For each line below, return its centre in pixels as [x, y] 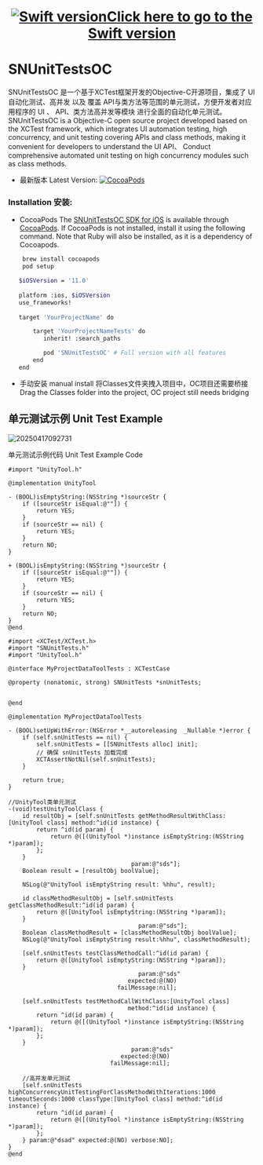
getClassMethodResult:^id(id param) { [71, 905]
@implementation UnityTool [52, 483]
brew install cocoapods [61, 259]
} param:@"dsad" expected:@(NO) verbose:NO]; [98, 1140]
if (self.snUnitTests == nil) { [75, 737]
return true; [44, 780]
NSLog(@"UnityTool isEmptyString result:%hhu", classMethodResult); [137, 939]
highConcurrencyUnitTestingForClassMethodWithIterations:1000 [112, 1092]
